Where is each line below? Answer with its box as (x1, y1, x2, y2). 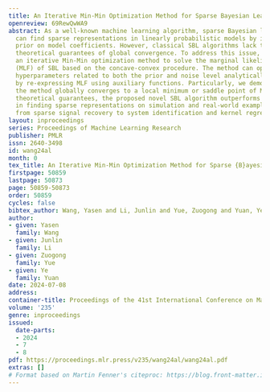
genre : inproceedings (8, 311, 81, 319)
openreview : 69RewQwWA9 (8, 19, 88, 27)
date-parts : (15, 326, 56, 334)
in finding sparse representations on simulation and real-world (15, 101, 239, 109)
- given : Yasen (8, 221, 59, 229)
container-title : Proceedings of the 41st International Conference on (8, 296, 253, 304)
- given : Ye (8, 266, 48, 274)
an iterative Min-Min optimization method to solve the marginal (15, 57, 239, 65)
